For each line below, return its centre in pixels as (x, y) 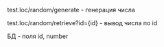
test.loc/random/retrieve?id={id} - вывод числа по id (82, 23)
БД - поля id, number (38, 36)
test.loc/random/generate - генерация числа (71, 10)
